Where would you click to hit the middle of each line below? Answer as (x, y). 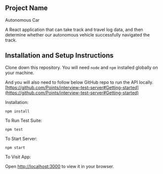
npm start (15, 147)
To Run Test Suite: (24, 120)
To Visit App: (18, 157)
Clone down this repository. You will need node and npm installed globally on (81, 67)
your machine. (20, 72)
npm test (14, 129)
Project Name (26, 8)
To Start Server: (21, 139)
